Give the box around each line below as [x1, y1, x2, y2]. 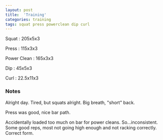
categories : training [5, 17, 51, 22]
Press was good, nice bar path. [5, 109, 71, 115]
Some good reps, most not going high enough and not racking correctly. [5, 124, 157, 130]
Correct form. [5, 130, 34, 136]
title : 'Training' [5, 12, 47, 17]
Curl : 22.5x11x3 [5, 75, 39, 81]
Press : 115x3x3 [5, 45, 38, 51]
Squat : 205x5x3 [5, 36, 40, 42]
